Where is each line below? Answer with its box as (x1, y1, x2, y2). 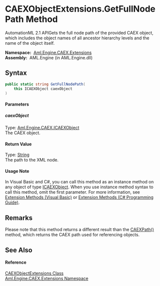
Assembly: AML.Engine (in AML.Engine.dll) (5, 54, 93, 60)
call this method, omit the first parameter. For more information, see (5, 189, 140, 195)
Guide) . (5, 199, 20, 205)
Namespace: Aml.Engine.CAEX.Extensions (5, 50, 92, 55)
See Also (5, 246, 32, 254)
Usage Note (5, 168, 30, 174)
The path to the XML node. (5, 157, 59, 163)
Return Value (5, 141, 32, 147)
